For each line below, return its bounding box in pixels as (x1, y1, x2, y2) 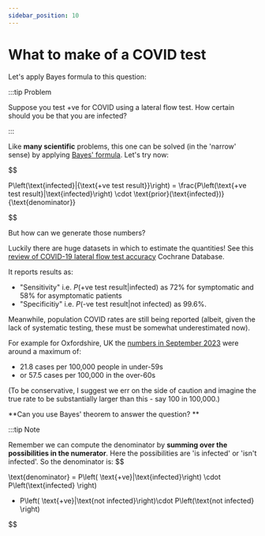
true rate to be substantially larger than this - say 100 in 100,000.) (8, 394, 221, 403)
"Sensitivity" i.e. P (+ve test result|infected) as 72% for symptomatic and (19, 282, 254, 292)
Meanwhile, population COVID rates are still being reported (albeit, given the (8, 314, 256, 324)
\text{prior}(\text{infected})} (133, 189, 225, 198)
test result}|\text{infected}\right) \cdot (8, 189, 132, 198)
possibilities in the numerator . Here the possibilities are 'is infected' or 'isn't (8, 448, 257, 458)
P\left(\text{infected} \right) (8, 480, 97, 490)
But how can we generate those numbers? (8, 228, 146, 237)
